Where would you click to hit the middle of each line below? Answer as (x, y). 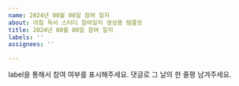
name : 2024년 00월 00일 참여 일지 (59, 15)
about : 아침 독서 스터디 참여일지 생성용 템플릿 (75, 23)
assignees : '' (32, 45)
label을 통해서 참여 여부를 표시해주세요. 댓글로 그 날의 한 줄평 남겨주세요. (120, 74)
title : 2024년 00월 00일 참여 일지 (61, 30)
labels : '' (26, 37)
